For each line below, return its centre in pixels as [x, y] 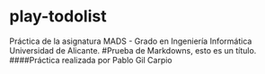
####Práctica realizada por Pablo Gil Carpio [91, 60]
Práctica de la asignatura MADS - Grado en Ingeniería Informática [131, 41]
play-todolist [58, 16]
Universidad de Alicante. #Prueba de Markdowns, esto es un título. [133, 50]
